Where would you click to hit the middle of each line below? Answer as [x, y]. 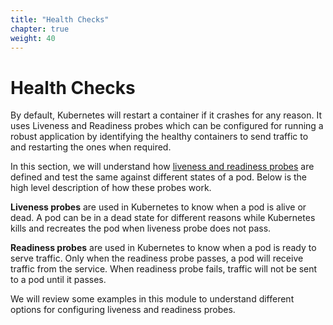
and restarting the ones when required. [91, 147]
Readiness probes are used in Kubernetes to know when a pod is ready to [163, 248]
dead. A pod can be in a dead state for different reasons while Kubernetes [163, 218]
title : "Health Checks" [60, 19]
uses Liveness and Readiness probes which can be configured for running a [167, 126]
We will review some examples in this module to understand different [152, 299]
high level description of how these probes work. [111, 188]
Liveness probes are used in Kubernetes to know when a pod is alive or [158, 207]
